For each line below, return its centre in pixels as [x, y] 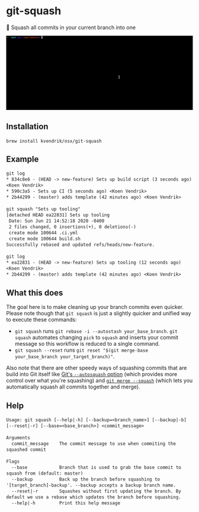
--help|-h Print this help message [66, 503]
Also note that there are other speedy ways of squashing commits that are [97, 368]
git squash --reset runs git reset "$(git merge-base [81, 350]
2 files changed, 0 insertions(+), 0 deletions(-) [72, 227]
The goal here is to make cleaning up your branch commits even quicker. [95, 307]
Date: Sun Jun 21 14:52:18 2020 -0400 [57, 221]
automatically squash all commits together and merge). [73, 387]
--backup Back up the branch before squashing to [86, 479]
